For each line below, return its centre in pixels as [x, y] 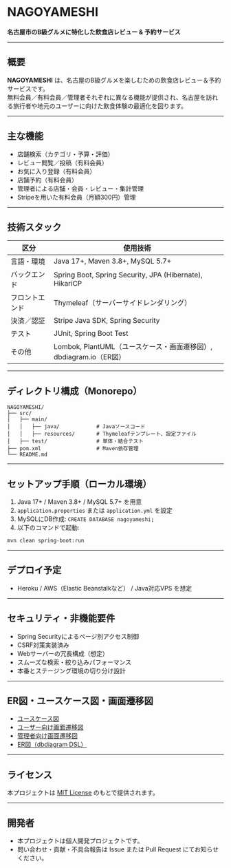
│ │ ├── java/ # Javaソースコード [76, 427]
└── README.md [27, 455]
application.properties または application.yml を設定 [95, 510]
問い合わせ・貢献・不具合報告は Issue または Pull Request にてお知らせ [118, 849]
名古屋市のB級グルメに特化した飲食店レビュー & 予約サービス [94, 32]
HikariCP [68, 284]
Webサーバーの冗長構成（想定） [63, 653]
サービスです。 [28, 88]
